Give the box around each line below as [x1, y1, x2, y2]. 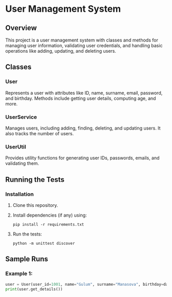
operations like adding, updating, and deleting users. [5, 48, 117, 54]
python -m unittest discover [12, 241, 75, 246]
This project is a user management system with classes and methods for [5, 37, 159, 43]
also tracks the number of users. [5, 130, 74, 136]
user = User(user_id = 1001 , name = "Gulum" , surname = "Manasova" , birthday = [5, 282, 164, 287]
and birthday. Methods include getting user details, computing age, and [5, 95, 156, 101]
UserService [5, 113, 37, 120]
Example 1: [5, 270, 33, 277]
